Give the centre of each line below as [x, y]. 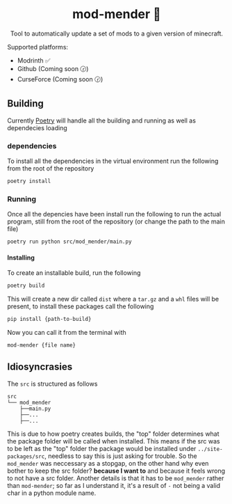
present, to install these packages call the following [81, 306]
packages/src [26, 456]
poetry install [29, 181]
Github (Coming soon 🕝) [53, 68]
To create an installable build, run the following [74, 273]
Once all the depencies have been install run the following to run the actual [114, 214]
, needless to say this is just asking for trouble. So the [121, 456]
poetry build [26, 286]
